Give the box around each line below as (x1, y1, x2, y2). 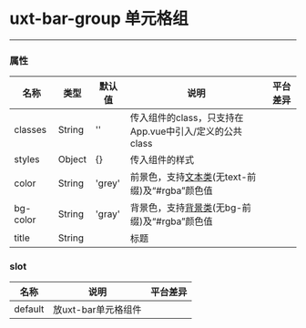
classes (14, 124, 47, 137)
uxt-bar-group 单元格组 (9, 8, 189, 29)
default (14, 302, 45, 315)
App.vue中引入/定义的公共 (130, 125, 243, 138)
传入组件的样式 (130, 154, 195, 167)
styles (14, 153, 40, 166)
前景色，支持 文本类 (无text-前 (130, 170, 257, 183)
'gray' (95, 208, 120, 220)
